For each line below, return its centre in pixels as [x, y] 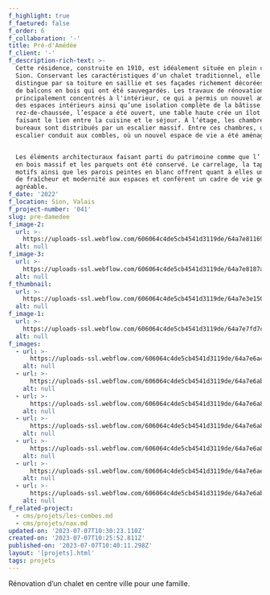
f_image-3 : [27, 254]
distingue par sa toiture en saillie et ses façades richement [123, 83]
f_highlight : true [39, 16]
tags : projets [32, 560]
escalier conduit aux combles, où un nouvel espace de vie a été [127, 135]
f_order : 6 [27, 31]
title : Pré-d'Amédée [43, 46]
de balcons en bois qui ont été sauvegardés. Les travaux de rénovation [140, 90]
